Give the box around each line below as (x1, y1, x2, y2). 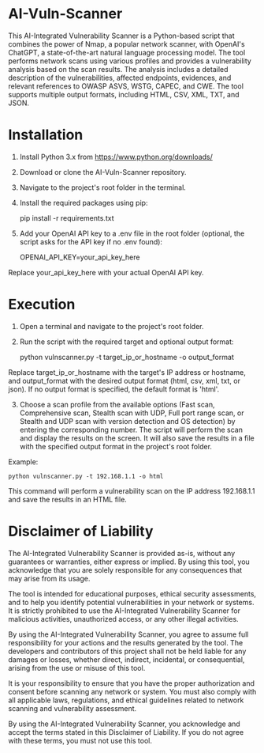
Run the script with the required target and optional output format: (19, 337, 234, 346)
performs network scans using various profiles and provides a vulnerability (8, 56, 252, 66)
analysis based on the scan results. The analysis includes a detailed (8, 64, 229, 74)
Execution (8, 296, 76, 313)
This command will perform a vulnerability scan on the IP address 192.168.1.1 (8, 486, 255, 495)
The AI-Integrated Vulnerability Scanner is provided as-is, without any (8, 548, 236, 558)
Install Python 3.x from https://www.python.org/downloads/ (19, 152, 213, 161)
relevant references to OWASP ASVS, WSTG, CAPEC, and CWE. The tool (8, 81, 244, 91)
